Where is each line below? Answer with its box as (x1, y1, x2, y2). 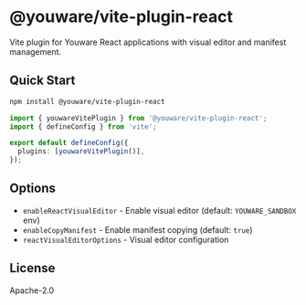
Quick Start (9, 73, 76, 89)
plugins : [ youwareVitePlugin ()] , (17, 147, 145, 156)
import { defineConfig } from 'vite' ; (9, 121, 157, 131)
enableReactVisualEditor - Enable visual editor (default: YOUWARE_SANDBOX (22, 205, 297, 216)
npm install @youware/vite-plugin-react (9, 97, 166, 106)
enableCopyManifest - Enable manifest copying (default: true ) (22, 224, 253, 235)
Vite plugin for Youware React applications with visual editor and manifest (9, 37, 287, 47)
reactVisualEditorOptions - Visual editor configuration (22, 234, 229, 245)
